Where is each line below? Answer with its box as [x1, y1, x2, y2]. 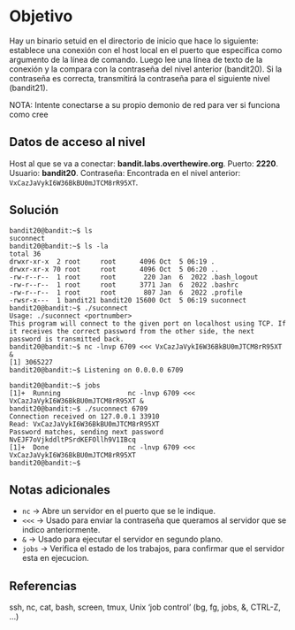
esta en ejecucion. [21, 553, 90, 564]
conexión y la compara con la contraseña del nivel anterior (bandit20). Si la [9, 64, 283, 74]
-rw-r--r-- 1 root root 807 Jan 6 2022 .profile [9, 288, 243, 297]
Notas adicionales [9, 482, 110, 497]
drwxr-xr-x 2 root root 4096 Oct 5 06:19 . [9, 257, 216, 266]
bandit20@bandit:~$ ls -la [9, 242, 109, 250]
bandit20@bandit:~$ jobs [9, 380, 101, 390]
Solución [9, 203, 59, 218]
